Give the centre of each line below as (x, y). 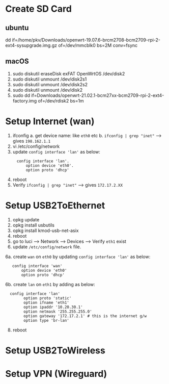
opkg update (26, 219)
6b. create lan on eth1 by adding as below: (50, 284)
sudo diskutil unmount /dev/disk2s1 (50, 79)
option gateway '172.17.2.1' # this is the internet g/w (85, 316)
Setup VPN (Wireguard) (56, 374)
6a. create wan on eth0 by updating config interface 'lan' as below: (78, 257)
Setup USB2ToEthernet (55, 205)
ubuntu (17, 28)
